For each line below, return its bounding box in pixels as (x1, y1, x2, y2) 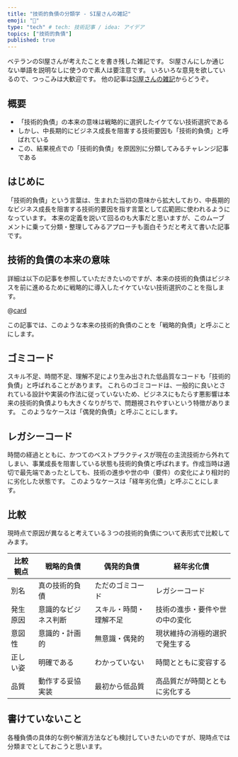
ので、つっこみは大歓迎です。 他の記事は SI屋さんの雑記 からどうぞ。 (13, 75, 212, 84)
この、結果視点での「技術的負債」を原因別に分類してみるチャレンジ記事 (17, 144, 229, 152)
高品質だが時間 (155, 676, 205, 685)
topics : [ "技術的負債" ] (7, 30, 72, 38)
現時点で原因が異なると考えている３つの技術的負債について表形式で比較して (7, 529, 230, 537)
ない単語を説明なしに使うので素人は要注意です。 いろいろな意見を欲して (7, 66, 220, 74)
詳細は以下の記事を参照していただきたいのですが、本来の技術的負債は (7, 274, 212, 283)
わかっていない (94, 658, 144, 667)
